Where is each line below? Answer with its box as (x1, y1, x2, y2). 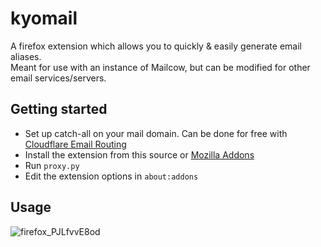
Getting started (10, 101, 108, 118)
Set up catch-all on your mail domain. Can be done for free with (24, 127, 288, 139)
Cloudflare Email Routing (24, 138, 127, 150)
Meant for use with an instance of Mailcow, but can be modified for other (10, 61, 311, 73)
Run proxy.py (24, 159, 80, 171)
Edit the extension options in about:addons (24, 170, 199, 182)
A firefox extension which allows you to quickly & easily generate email (10, 40, 302, 52)
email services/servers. (10, 72, 107, 84)
